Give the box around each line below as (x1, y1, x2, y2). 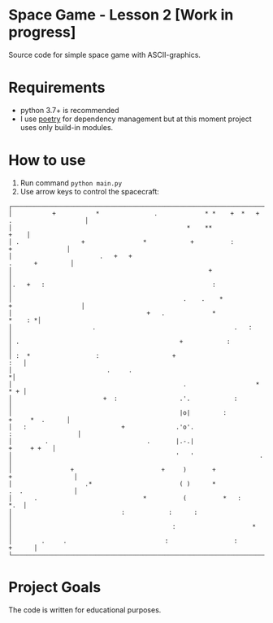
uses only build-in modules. (19, 122, 114, 132)
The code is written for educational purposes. (8, 604, 162, 615)
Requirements (8, 79, 106, 97)
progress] (8, 23, 76, 41)
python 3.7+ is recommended (19, 105, 119, 115)
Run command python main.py (19, 177, 123, 188)
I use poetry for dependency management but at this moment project (19, 114, 252, 124)
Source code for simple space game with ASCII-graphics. (8, 50, 201, 59)
